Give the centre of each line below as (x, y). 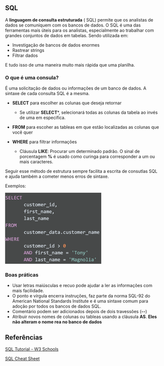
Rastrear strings (28, 50)
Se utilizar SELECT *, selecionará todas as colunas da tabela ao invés (89, 113)
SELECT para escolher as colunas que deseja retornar (67, 103)
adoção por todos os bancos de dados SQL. (57, 306)
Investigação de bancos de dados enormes (56, 45)
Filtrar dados (25, 55)
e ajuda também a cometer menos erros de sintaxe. (57, 176)
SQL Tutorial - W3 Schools (32, 349)
